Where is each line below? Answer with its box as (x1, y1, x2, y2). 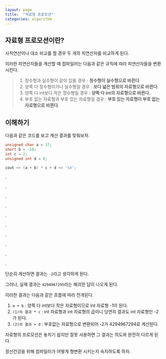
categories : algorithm (5, 16, 52, 21)
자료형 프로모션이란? (5, 36, 64, 45)
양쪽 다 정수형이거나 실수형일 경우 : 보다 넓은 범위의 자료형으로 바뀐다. (24, 84, 159, 90)
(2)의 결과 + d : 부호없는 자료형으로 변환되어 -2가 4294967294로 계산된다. (12, 321, 159, 327)
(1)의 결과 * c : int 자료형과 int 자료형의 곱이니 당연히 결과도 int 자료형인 (12, 309, 153, 315)
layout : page (5, 7, 32, 12)
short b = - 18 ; (5, 147, 37, 152)
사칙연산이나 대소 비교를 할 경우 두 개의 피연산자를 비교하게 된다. (5, 50, 130, 56)
